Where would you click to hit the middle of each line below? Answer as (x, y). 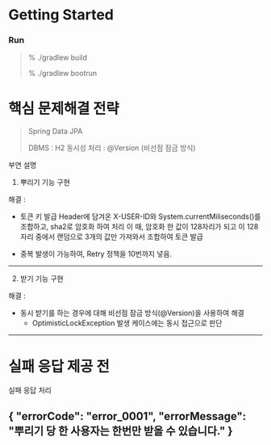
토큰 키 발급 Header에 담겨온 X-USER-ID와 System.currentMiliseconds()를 (140, 216)
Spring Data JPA (55, 132)
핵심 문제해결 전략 (64, 109)
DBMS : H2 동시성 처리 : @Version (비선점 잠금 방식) (112, 148)
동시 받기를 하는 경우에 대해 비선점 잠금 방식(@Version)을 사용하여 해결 (132, 313)
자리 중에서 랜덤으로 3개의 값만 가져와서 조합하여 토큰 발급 (111, 237)
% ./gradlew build (57, 57)
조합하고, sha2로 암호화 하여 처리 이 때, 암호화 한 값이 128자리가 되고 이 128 (139, 227)
